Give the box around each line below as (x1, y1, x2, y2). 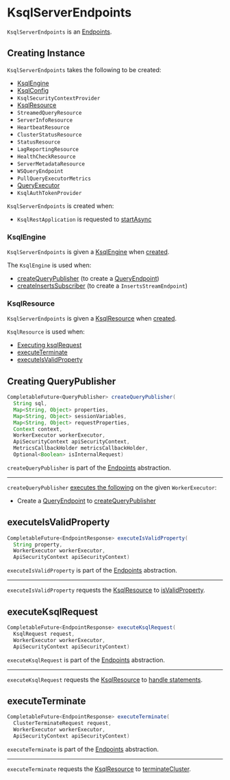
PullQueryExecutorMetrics (16, 175, 91, 182)
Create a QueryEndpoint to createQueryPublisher (16, 496, 156, 505)
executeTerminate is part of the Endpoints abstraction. (7, 745, 159, 753)
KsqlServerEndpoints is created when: (7, 201, 114, 210)
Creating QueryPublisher (7, 376, 116, 387)
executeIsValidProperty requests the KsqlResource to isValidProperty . (7, 586, 205, 595)
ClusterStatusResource (16, 131, 82, 138)
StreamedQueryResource (16, 109, 82, 116)
